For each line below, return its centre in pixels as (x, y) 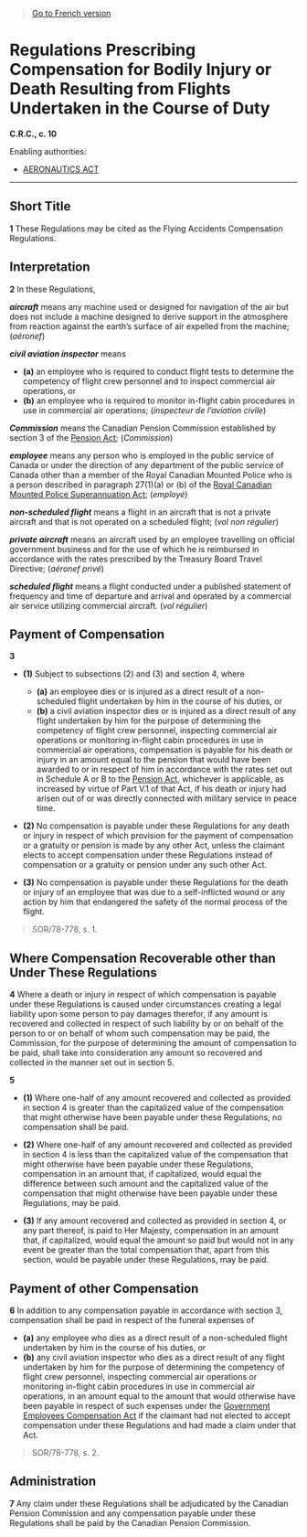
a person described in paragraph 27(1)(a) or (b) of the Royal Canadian (141, 485)
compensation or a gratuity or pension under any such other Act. (145, 865)
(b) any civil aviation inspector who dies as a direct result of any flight (153, 1357)
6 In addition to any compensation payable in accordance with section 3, (146, 1310)
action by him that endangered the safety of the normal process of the (155, 902)
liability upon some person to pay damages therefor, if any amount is (138, 1014)
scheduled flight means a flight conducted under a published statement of (150, 586)
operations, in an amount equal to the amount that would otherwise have (159, 1396)
